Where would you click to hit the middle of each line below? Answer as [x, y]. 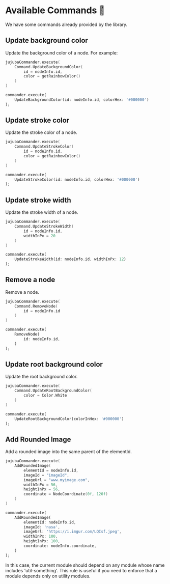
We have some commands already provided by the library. [66, 24]
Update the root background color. [41, 377]
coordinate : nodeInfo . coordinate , [60, 546]
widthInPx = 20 [40, 236]
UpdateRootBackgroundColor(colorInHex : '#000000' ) [69, 419]
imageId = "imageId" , [47, 475]
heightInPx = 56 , [42, 489]
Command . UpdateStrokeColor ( [44, 147]
